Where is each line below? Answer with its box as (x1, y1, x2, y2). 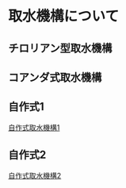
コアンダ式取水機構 (8, 71, 102, 84)
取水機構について (8, 7, 120, 25)
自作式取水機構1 (8, 122, 60, 132)
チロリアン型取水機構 (8, 41, 113, 55)
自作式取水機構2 (8, 171, 62, 180)
